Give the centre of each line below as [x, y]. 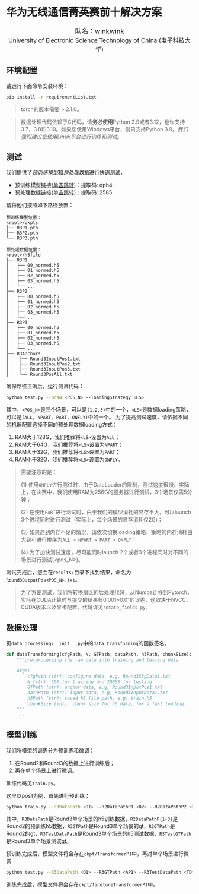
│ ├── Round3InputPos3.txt [44, 369]
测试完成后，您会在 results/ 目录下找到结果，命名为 [69, 572]
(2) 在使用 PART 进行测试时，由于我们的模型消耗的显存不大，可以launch [106, 512]
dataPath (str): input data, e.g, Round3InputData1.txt [98, 693]
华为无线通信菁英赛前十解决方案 [84, 12]
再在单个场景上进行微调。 [46, 770]
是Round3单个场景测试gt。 [39, 841]
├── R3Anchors [24, 354]
